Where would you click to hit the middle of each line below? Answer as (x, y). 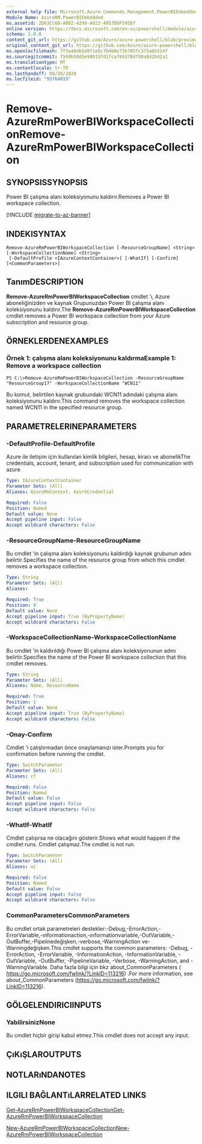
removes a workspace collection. (47, 567)
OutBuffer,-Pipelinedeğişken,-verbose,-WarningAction (73, 941)
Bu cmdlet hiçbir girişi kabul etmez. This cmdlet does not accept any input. (98, 1036)
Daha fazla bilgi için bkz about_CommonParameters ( (116, 967)
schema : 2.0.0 (24, 34)
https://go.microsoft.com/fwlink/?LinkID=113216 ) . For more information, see (100, 973)
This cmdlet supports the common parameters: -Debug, (120, 948)
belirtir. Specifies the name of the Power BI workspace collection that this (96, 657)
